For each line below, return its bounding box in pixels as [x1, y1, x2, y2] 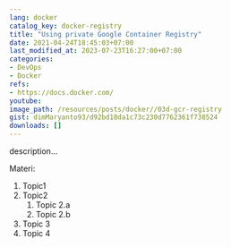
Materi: [9, 163, 36, 174]
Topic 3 [21, 218, 51, 229]
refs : [9, 80, 30, 89]
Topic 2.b [35, 209, 71, 219]
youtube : [9, 96, 42, 106]
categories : [9, 55, 54, 64]
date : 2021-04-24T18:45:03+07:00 [9, 38, 134, 47]
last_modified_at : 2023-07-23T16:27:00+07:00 [9, 47, 182, 55]
